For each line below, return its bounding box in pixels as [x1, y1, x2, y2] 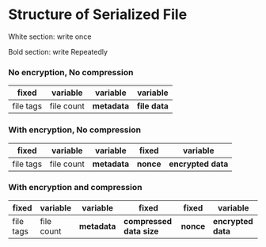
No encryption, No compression [8, 66, 134, 78]
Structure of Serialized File [8, 6, 188, 24]
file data [137, 101, 169, 112]
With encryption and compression [8, 182, 142, 193]
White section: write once [8, 32, 92, 41]
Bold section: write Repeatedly [8, 47, 108, 56]
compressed [123, 215, 173, 226]
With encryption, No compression [8, 124, 141, 135]
